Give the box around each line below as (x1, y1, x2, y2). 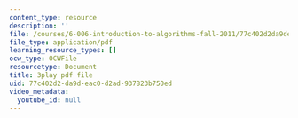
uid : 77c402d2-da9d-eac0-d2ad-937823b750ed (9, 79, 173, 88)
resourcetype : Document (9, 63, 98, 72)
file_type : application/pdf (9, 37, 114, 47)
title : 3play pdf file (9, 71, 93, 80)
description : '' (9, 21, 69, 30)
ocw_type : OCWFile (9, 54, 77, 63)
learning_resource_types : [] (9, 46, 117, 55)
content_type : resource (9, 12, 98, 22)
